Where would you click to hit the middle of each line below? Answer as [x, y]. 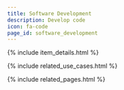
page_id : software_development [53, 33]
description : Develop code [46, 20]
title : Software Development [49, 13]
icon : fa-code [28, 26]
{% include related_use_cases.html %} [63, 66]
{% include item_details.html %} [53, 53]
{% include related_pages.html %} [56, 80]
